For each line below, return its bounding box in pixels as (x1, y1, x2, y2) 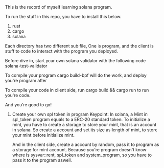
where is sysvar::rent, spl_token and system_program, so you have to (12, 152, 152, 158)
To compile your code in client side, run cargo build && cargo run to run (5, 87, 149, 93)
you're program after (5, 78, 47, 83)
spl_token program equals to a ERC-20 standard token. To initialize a (12, 117, 150, 122)
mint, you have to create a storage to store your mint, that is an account (12, 122, 157, 127)
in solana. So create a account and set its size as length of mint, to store (12, 127, 158, 133)
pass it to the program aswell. (12, 157, 72, 163)
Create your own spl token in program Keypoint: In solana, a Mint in (12, 111, 148, 117)
